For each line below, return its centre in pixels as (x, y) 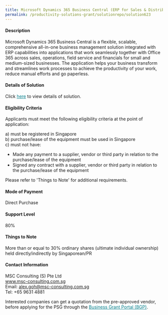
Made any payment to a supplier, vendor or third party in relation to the (85, 154)
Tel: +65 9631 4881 (25, 292)
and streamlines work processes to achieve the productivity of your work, (81, 68)
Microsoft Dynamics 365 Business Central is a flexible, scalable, (71, 42)
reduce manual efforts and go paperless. (47, 74)
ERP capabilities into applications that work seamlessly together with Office (83, 52)
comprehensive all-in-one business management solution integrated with (80, 47)
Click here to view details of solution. (43, 96)
